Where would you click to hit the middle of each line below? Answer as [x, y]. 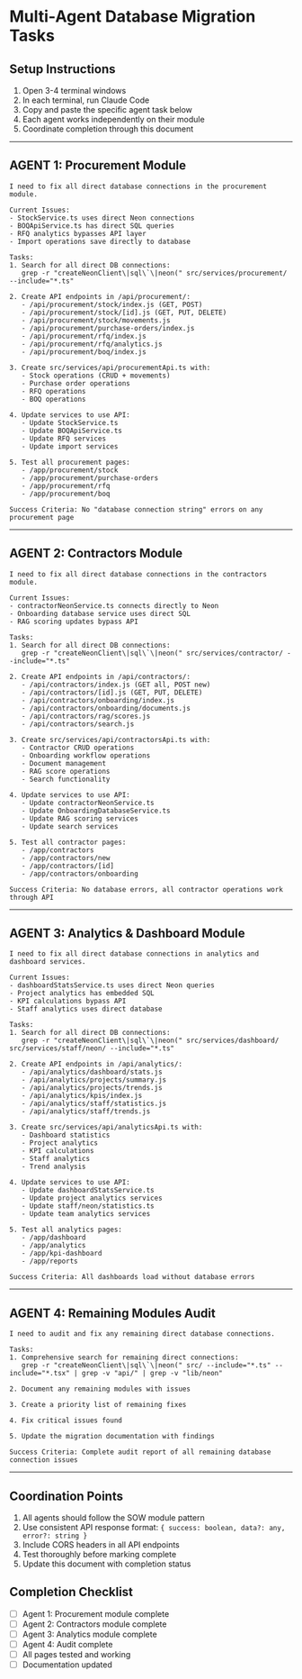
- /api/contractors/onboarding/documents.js [106, 708]
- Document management [63, 763]
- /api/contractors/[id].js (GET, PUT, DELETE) [112, 692]
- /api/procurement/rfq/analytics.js [92, 344]
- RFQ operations [54, 391]
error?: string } [55, 1536]
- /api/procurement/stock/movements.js [96, 320]
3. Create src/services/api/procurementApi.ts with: [110, 368]
